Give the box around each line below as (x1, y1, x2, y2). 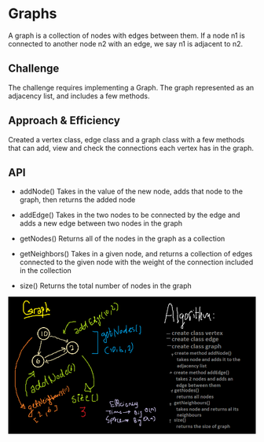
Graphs (8, 5, 57, 23)
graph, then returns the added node (19, 195, 136, 204)
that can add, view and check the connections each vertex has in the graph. (8, 143, 254, 153)
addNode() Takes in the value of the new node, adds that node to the (19, 186, 244, 197)
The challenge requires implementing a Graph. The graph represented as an (8, 83, 255, 92)
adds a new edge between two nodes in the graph (19, 219, 183, 228)
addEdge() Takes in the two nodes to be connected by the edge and (19, 210, 240, 220)
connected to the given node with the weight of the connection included (19, 257, 254, 267)
